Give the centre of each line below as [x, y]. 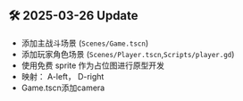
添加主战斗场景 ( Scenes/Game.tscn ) [85, 43]
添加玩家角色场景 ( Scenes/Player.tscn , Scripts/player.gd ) [128, 54]
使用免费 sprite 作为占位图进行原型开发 [93, 65]
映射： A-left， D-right [63, 76]
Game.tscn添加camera [63, 88]
